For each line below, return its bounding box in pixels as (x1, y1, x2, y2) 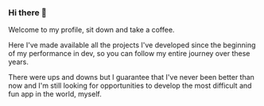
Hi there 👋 (8, 7, 48, 18)
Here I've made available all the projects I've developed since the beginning (8, 40, 256, 50)
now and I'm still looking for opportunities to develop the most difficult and (8, 81, 252, 90)
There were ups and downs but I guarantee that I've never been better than (8, 73, 254, 82)
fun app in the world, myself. (8, 89, 102, 99)
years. (8, 57, 29, 66)
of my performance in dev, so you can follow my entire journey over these (8, 49, 250, 59)
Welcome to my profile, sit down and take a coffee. (8, 25, 175, 35)
